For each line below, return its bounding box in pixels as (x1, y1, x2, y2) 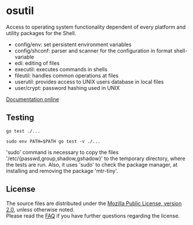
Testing (6, 113, 35, 123)
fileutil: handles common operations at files (14, 72, 119, 79)
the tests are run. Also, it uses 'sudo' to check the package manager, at (6, 161, 178, 168)
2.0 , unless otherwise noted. (6, 206, 75, 213)
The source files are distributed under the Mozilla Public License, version (6, 200, 182, 207)
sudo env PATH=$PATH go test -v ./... (6, 139, 101, 144)
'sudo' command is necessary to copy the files (6, 148, 119, 155)
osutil (6, 4, 34, 18)
